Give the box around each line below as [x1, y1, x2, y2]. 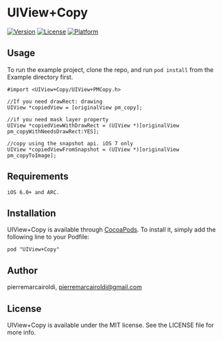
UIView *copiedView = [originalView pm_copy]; [7, 104, 143, 111]
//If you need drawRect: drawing [7, 98, 103, 105]
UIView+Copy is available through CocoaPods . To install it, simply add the [7, 225, 216, 234]
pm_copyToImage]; [7, 152, 57, 159]
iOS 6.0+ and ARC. [7, 188, 60, 196]
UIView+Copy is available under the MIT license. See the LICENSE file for [7, 321, 214, 329]
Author [7, 265, 38, 276]
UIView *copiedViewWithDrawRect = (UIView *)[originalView [7, 122, 180, 129]
